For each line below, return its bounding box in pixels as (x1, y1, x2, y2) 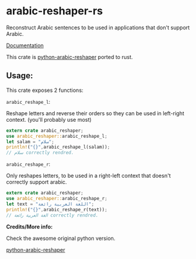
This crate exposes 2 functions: (6, 87, 84, 94)
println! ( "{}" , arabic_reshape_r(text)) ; (6, 206, 108, 212)
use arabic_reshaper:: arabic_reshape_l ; (6, 133, 108, 139)
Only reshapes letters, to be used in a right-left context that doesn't (6, 172, 171, 180)
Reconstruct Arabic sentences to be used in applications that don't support (6, 24, 190, 31)
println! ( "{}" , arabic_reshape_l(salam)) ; (6, 144, 110, 150)
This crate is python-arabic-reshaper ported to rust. (6, 53, 133, 60)
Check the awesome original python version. (6, 235, 116, 242)
